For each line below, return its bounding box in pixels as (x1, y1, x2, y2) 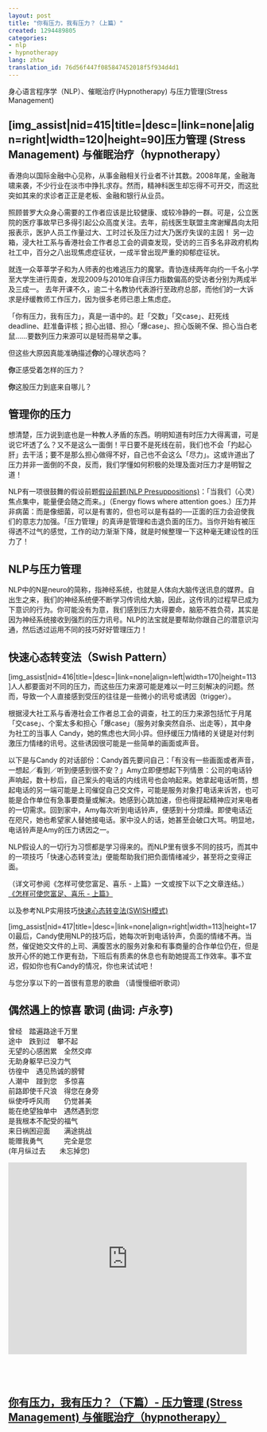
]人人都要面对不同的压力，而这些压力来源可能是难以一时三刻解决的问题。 (8, 682, 248, 690)
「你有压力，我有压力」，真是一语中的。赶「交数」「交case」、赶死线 (8, 311, 230, 321)
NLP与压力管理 (8, 562, 82, 576)
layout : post (8, 11, 52, 20)
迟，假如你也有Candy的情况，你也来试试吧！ (8, 962, 155, 970)
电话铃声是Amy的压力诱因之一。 (8, 825, 114, 834)
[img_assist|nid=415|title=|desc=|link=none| (8, 119, 237, 132)
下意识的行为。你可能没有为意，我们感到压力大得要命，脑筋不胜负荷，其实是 (8, 605, 259, 615)
